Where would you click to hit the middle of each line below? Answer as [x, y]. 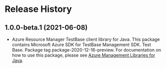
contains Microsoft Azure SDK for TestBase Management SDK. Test [81, 45]
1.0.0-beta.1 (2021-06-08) [46, 28]
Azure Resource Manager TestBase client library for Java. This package [86, 39]
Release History [38, 9]
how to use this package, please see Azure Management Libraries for [83, 55]
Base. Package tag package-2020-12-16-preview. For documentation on [86, 50]
